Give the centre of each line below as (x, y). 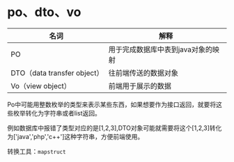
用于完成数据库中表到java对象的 (160, 49)
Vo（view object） (41, 86)
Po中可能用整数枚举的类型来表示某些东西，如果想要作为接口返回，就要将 (112, 104)
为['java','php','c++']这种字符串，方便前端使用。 (76, 136)
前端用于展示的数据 (140, 86)
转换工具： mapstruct (37, 151)
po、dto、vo (44, 12)
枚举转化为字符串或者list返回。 (57, 113)
